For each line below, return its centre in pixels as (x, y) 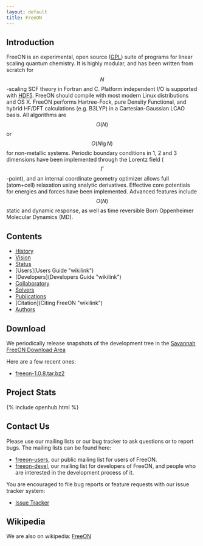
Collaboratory (32, 284)
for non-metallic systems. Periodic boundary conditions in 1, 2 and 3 (92, 153)
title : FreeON (24, 18)
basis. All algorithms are (36, 115)
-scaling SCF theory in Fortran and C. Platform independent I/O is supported (102, 89)
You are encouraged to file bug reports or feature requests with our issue (98, 484)
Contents (24, 236)
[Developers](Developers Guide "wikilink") (68, 277)
